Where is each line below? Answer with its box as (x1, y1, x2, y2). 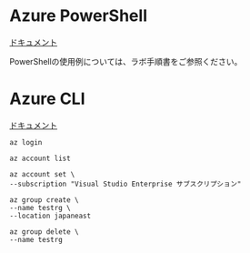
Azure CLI (9, 88, 85, 109)
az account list (9, 154, 71, 163)
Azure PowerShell (9, 5, 148, 26)
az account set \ (9, 169, 75, 178)
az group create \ (9, 195, 79, 205)
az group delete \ (9, 227, 79, 237)
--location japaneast (9, 211, 92, 220)
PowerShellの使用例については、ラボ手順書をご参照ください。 (9, 56, 243, 66)
